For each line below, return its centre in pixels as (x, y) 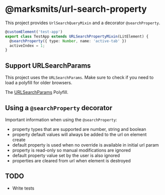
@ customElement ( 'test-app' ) (34, 32)
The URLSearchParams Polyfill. (37, 92)
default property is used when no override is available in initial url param (85, 145)
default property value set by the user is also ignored (66, 155)
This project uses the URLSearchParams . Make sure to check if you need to (79, 78)
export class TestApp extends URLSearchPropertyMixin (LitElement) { (77, 36)
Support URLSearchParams (48, 65)
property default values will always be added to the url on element (79, 134)
